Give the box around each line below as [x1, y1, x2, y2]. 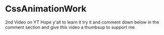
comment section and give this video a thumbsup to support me [5, 24, 135, 30]
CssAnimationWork [5, 3, 87, 14]
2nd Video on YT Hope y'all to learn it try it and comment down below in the [5, 19, 159, 25]
